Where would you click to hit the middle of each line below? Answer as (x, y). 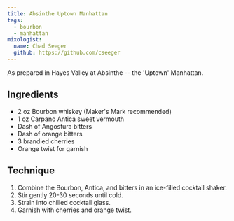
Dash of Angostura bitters (55, 126)
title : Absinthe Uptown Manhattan (58, 14)
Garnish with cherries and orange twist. (74, 210)
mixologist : (25, 40)
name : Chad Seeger (41, 46)
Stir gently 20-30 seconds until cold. (70, 195)
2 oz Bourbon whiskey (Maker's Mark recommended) (94, 111)
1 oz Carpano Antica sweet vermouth (71, 119)
